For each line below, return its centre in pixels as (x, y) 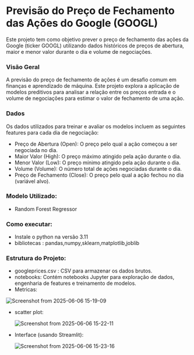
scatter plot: (29, 312)
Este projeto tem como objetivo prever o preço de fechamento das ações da (97, 39)
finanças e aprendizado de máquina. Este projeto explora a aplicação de (93, 86)
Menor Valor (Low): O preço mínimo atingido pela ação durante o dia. (97, 163)
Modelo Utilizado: (31, 196)
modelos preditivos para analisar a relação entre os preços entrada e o (91, 92)
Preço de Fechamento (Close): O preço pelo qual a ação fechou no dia (99, 175)
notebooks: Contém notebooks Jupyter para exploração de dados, (94, 277)
